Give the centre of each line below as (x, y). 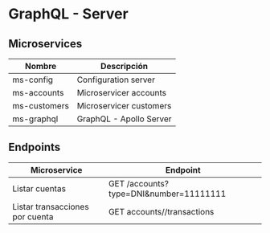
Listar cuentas (39, 188)
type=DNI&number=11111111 (167, 194)
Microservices (45, 44)
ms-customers (41, 106)
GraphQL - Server (68, 14)
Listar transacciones (51, 206)
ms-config (33, 80)
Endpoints (35, 147)
